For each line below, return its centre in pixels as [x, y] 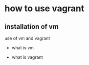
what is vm [22, 48]
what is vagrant [27, 57]
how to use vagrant [44, 9]
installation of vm [32, 27]
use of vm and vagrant [27, 38]
